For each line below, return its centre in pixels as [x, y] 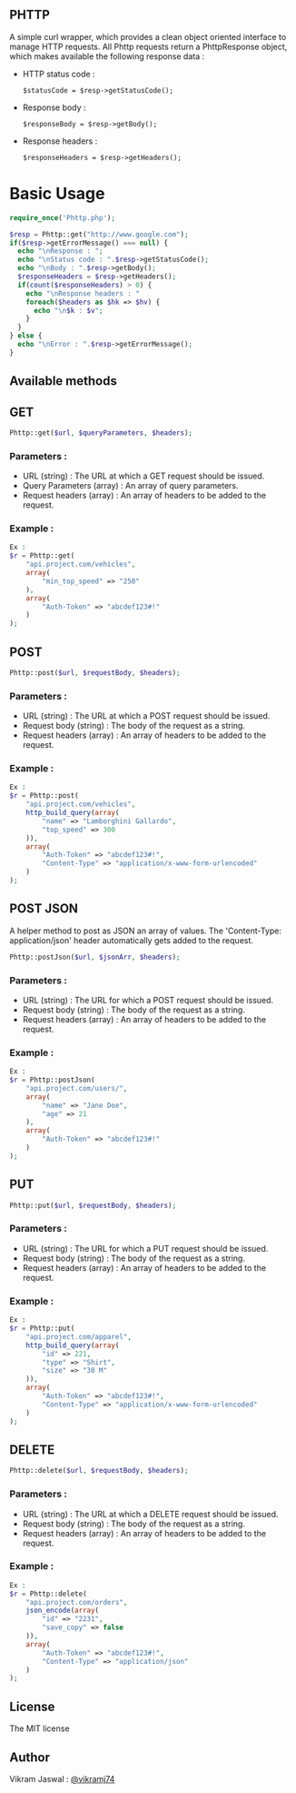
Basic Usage [57, 194]
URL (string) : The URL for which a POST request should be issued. [148, 1000]
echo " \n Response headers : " [83, 293]
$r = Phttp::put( [42, 1329]
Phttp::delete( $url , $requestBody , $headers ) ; [99, 1471]
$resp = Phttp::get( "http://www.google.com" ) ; [99, 234]
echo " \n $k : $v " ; [68, 310]
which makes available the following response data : [107, 56]
